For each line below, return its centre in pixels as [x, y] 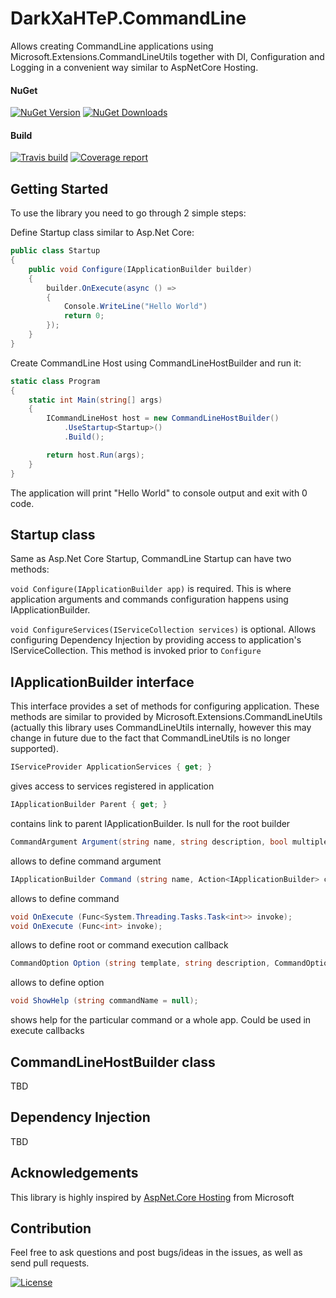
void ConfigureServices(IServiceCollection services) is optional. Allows [163, 629]
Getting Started [59, 188]
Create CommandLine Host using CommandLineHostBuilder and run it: [156, 363]
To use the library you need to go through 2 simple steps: [128, 213]
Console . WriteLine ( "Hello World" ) [135, 307]
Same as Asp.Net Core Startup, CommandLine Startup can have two [151, 559]
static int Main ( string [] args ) [95, 400]
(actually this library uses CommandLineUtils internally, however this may [161, 728]
